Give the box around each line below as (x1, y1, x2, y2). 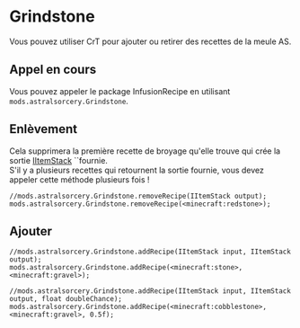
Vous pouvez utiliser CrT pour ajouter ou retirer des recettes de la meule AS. (9, 36, 292, 47)
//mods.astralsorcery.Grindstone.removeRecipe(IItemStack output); (9, 191, 268, 200)
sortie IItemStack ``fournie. (9, 155, 108, 165)
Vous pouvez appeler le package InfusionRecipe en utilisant (9, 85, 231, 96)
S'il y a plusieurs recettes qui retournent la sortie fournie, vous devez (9, 164, 265, 175)
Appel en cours (9, 62, 97, 77)
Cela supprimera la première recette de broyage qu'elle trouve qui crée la (9, 146, 281, 156)
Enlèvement (9, 121, 78, 137)
